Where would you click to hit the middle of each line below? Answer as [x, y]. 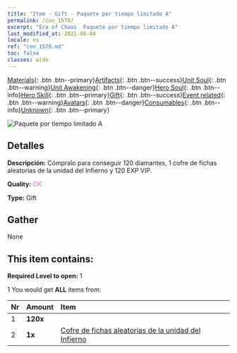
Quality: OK [25, 184]
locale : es [23, 40]
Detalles [26, 146]
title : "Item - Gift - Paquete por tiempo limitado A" [90, 14]
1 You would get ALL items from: [54, 289]
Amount [40, 307]
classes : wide [28, 60]
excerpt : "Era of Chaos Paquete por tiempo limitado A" [93, 27]
